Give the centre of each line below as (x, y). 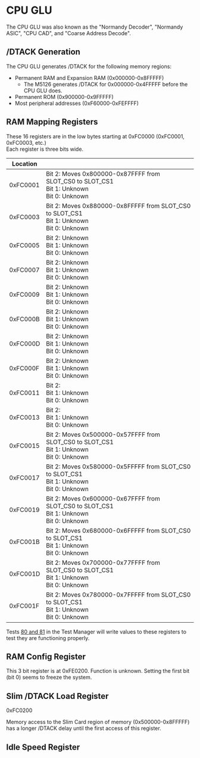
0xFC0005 (24, 245)
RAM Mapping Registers (52, 122)
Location (24, 163)
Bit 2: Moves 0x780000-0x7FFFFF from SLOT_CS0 (118, 595)
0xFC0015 (24, 446)
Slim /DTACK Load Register (57, 696)
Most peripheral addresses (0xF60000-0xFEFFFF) (76, 103)
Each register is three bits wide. (45, 149)
